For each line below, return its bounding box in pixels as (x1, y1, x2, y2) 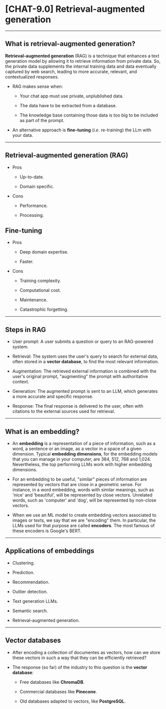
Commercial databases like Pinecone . (19, 688, 97, 695)
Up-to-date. (19, 174, 44, 180)
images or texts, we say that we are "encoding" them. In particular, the (12, 517, 156, 523)
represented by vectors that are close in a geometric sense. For (12, 482, 142, 487)
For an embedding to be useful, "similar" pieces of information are (12, 476, 147, 482)
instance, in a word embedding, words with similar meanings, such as (12, 487, 154, 493)
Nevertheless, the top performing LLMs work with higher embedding (12, 461, 152, 467)
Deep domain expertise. (19, 249, 69, 255)
